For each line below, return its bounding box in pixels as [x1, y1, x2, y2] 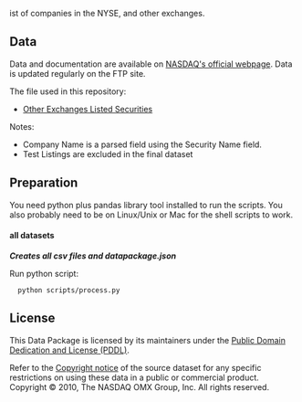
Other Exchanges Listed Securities [22, 103, 153, 114]
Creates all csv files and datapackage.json [9, 250, 177, 261]
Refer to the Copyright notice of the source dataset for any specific [9, 362, 262, 373]
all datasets [9, 230, 55, 241]
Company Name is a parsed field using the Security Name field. [22, 139, 263, 150]
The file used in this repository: [9, 86, 127, 97]
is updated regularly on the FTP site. [9, 68, 146, 79]
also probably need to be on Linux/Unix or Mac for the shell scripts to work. [9, 209, 294, 220]
